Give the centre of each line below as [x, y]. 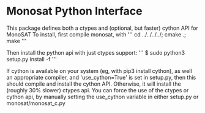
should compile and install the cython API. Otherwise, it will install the [94, 84]
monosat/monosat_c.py [36, 103]
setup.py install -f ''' [32, 59]
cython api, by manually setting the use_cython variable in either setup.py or [102, 97]
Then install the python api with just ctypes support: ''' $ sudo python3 [96, 52]
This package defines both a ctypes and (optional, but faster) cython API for [102, 28]
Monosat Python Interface [74, 11]
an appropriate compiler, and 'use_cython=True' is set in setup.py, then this [101, 77]
